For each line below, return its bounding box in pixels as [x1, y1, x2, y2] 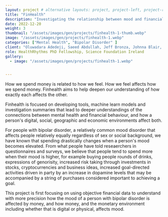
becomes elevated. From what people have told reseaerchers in [5, 143, 136, 149]
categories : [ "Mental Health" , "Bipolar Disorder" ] [5, 40, 117, 45]
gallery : [5, 54, 23, 59]
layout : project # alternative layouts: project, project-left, [5, 7, 142, 13]
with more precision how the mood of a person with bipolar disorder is [5, 195, 150, 201]
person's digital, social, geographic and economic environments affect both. [5, 117, 162, 123]
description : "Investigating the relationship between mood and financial [5, 17, 164, 22]
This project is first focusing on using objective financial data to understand [5, 190, 161, 196]
